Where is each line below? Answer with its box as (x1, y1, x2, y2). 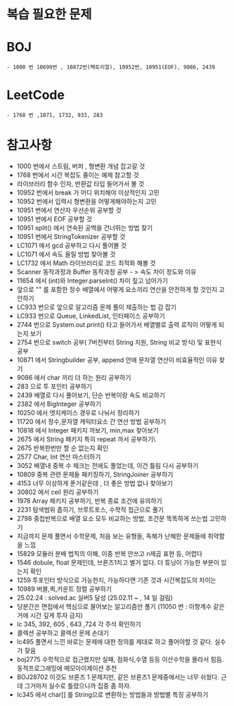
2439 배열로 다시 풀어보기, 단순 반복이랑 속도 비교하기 (16, 391, 166, 399)
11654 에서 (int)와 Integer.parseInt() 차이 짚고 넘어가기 (16, 276, 169, 285)
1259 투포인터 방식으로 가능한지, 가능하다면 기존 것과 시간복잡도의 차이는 (16, 576, 216, 584)
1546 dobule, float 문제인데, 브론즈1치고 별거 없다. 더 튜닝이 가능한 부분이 (16, 558, 219, 566)
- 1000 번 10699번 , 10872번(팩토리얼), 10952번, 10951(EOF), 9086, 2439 (6, 64, 216, 71)
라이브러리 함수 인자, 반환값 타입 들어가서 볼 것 (16, 180, 145, 187)
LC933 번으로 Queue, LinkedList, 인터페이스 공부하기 (16, 311, 166, 320)
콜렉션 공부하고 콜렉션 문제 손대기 (16, 628, 110, 637)
